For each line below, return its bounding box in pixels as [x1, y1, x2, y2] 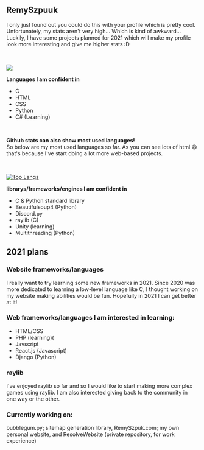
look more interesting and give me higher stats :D [6, 40, 130, 47]
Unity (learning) [15, 222, 55, 230]
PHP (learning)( [15, 334, 54, 341]
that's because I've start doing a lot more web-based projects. [6, 149, 163, 157]
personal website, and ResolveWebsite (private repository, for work [6, 431, 175, 438]
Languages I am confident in [6, 76, 80, 83]
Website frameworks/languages [6, 265, 104, 273]
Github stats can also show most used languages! [6, 136, 135, 144]
